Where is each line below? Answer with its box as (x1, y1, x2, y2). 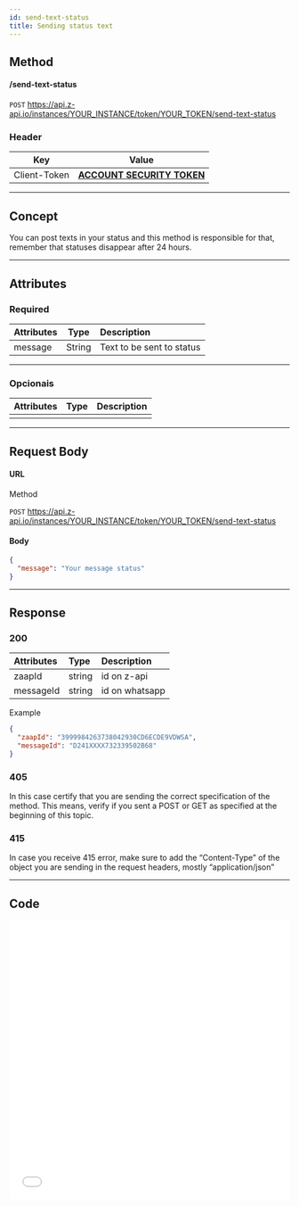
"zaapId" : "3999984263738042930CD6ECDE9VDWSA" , (17, 733, 198, 742)
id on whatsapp (101, 684, 166, 697)
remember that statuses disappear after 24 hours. (9, 242, 192, 252)
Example (9, 707, 42, 718)
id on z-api (101, 670, 149, 682)
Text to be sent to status (100, 341, 201, 353)
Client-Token (13, 169, 69, 181)
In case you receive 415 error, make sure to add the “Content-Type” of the (9, 853, 280, 863)
